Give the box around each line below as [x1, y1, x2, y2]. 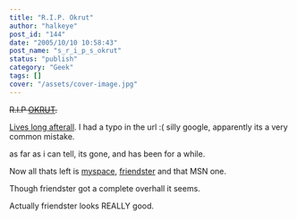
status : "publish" [9, 55, 78, 63]
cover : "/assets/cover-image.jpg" [9, 80, 139, 89]
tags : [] [9, 72, 42, 80]
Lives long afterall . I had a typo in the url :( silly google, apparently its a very [9, 122, 288, 132]
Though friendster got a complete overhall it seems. [9, 182, 201, 193]
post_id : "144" [9, 30, 66, 38]
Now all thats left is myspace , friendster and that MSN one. [9, 165, 226, 176]
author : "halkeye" [9, 21, 78, 30]
